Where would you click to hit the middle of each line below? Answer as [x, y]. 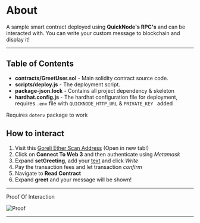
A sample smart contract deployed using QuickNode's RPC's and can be [96, 27]
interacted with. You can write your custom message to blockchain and [93, 33]
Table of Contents [40, 64]
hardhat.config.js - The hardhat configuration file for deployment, [96, 97]
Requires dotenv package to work [47, 115]
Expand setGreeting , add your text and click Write [76, 161]
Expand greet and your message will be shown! [73, 180]
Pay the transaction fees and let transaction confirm [78, 167]
